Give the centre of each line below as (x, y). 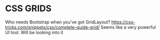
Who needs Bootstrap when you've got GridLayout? (58, 22)
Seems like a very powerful (128, 27)
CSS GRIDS (28, 9)
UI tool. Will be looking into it (34, 32)
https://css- (123, 22)
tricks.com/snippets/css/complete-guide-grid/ (52, 27)
